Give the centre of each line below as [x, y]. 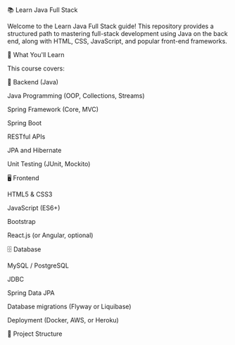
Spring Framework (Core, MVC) [53, 109]
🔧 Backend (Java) [33, 82]
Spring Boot [25, 123]
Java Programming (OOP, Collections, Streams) [76, 96]
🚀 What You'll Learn [36, 55]
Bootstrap [22, 221]
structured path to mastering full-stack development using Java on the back [118, 33]
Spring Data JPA [31, 293]
